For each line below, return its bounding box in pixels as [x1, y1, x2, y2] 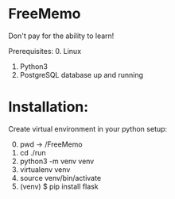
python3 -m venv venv [19, 156, 95, 166]
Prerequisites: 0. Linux [8, 46, 82, 55]
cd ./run [19, 147, 46, 157]
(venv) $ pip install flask [19, 182, 99, 191]
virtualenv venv [19, 164, 71, 174]
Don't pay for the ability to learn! [8, 31, 115, 40]
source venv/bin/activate [19, 173, 102, 182]
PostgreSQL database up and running [19, 70, 143, 79]
